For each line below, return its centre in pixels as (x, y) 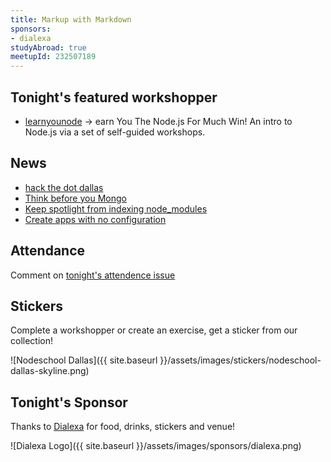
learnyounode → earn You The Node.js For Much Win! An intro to (158, 121)
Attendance (48, 251)
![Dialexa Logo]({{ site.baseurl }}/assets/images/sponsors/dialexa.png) (156, 446)
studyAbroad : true (48, 47)
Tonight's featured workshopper (114, 97)
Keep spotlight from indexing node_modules (116, 208)
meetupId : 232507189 (53, 57)
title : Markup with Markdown (71, 19)
